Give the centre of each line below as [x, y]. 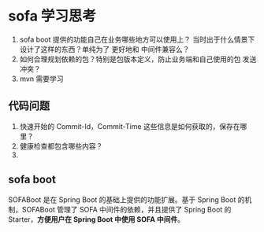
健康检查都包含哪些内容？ [61, 145]
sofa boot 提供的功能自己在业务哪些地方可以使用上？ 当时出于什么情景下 [137, 39]
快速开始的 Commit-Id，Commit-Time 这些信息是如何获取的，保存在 [130, 126]
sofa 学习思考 [52, 16]
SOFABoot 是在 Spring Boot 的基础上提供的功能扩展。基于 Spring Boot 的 [126, 199]
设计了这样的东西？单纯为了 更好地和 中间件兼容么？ [104, 49]
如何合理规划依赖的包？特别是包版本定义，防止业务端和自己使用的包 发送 [138, 59]
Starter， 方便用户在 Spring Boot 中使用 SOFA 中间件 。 [97, 219]
